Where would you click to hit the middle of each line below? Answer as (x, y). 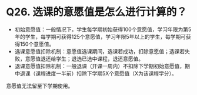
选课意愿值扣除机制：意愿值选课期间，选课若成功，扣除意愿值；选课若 (100, 51)
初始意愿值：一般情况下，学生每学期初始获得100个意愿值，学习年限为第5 (103, 29)
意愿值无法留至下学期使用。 (40, 86)
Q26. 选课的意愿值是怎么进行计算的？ (96, 12)
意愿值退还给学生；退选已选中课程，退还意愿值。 (84, 59)
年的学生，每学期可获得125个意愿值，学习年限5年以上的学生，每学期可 (100, 36)
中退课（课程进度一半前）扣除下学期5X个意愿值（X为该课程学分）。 (96, 73)
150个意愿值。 (37, 44)
